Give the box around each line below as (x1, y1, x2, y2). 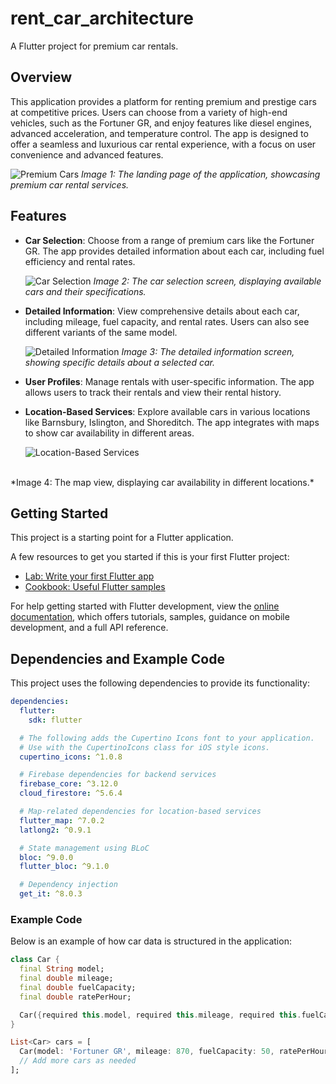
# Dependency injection (19, 880, 118, 890)
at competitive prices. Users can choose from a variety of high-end (10, 106, 288, 118)
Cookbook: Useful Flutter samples (24, 581, 166, 593)
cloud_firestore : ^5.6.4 (19, 788, 123, 799)
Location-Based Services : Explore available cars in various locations (24, 405, 311, 417)
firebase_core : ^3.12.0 (19, 779, 118, 789)
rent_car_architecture (10, 7, 194, 30)
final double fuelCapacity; (19, 982, 137, 992)
